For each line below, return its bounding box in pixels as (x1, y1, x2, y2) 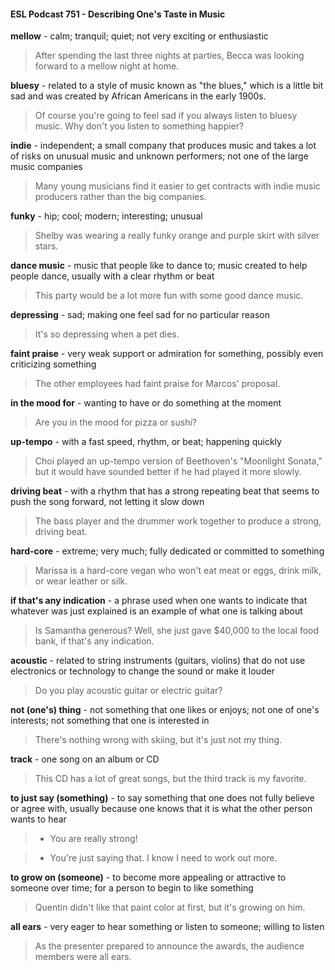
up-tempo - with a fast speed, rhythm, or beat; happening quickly (10, 436, 282, 448)
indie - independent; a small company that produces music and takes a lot (10, 140, 317, 152)
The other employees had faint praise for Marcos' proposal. (34, 378, 281, 390)
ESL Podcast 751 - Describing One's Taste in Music (10, 8, 226, 20)
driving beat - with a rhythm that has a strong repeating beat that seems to (10, 485, 320, 497)
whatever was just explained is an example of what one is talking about (10, 605, 303, 617)
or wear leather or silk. (34, 575, 128, 587)
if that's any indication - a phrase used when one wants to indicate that (10, 595, 308, 607)
